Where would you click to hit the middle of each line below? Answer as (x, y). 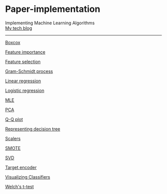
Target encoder (21, 167)
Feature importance (25, 52)
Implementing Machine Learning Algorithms (50, 23)
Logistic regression (25, 90)
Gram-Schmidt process (29, 71)
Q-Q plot (14, 119)
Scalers (13, 138)
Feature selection (23, 62)
